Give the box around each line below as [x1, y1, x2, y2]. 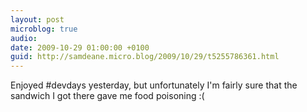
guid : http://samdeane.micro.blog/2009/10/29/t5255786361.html [10, 52, 280, 62]
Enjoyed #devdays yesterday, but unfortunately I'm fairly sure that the [10, 79, 298, 91]
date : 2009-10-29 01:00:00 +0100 [10, 42, 150, 53]
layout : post [10, 14, 65, 25]
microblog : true [10, 24, 78, 34]
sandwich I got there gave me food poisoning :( [10, 90, 205, 102]
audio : [10, 33, 38, 43]
